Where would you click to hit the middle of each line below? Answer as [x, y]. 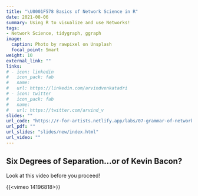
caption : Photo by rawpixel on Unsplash [62, 45]
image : [14, 39]
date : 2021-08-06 [27, 17]
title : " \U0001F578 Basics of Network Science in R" [72, 11]
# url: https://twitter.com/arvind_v [55, 110]
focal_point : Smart [35, 50]
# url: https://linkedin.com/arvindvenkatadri [67, 88]
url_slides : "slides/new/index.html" [52, 132]
